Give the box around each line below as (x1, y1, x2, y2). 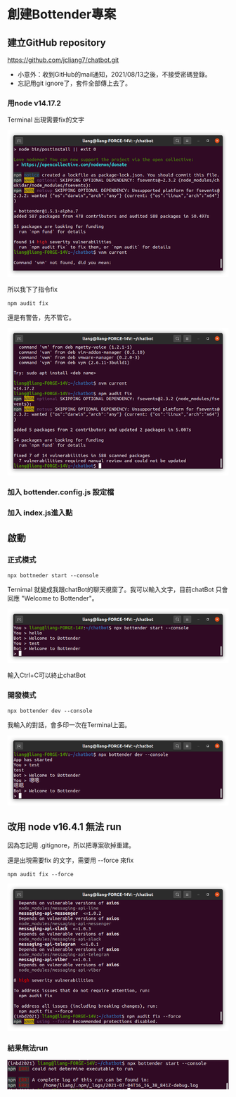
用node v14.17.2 (7, 98, 62, 108)
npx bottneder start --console (7, 572, 99, 579)
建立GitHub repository (7, 37, 107, 49)
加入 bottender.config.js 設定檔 (7, 487, 114, 497)
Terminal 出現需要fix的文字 (7, 115, 84, 124)
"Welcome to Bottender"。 (20, 594, 98, 603)
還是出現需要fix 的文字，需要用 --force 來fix (7, 856, 134, 864)
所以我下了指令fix (7, 286, 58, 294)
